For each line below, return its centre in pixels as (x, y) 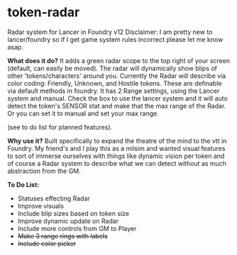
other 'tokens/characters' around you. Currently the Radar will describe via (117, 76)
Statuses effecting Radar (54, 198)
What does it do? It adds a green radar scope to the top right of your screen (119, 60)
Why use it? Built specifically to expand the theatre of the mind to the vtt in (117, 141)
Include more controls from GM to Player (77, 228)
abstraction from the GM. (44, 171)
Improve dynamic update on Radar (68, 221)
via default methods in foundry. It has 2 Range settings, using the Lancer (114, 91)
